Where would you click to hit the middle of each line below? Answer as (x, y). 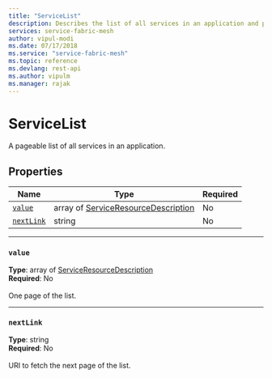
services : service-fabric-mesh (61, 31)
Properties (36, 171)
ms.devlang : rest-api (45, 69)
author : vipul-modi (41, 38)
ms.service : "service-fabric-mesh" (68, 53)
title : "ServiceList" (45, 16)
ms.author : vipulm (39, 76)
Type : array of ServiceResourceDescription (81, 270)
